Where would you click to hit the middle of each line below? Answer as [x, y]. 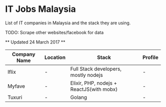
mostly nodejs [87, 75]
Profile [150, 57]
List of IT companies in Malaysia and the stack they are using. [68, 23]
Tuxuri [15, 97]
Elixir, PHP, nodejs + [94, 83]
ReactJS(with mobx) [94, 89]
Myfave [17, 86]
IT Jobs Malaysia [41, 9]
